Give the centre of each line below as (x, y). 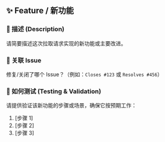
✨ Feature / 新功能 (40, 11)
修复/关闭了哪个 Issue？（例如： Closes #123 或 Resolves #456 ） (84, 74)
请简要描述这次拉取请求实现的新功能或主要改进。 (66, 43)
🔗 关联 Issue (24, 60)
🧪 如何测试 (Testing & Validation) (54, 91)
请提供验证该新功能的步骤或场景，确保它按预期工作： (71, 106)
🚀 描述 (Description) (35, 29)
